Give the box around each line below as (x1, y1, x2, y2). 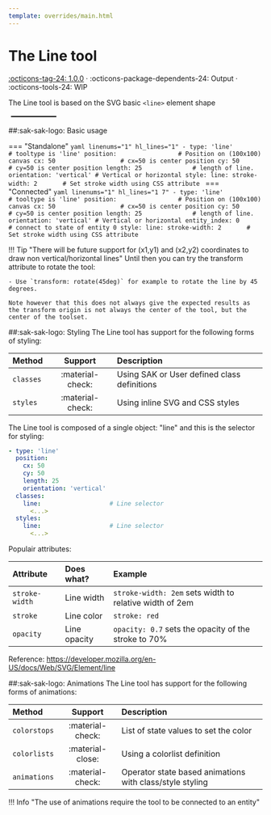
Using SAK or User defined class (116, 369, 241, 380)
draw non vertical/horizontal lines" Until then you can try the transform (8, 253, 244, 263)
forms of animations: (8, 687, 77, 697)
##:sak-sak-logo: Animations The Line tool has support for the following (8, 678, 248, 688)
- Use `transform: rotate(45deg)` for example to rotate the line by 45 (8, 277, 258, 285)
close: (76, 754, 99, 765)
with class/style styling (121, 777, 208, 788)
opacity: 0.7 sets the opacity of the (113, 623, 250, 635)
